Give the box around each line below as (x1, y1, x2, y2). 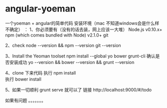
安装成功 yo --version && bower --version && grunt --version (9, 59, 135, 65)
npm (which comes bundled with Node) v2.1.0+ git (5, 32, 109, 38)
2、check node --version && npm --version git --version (5, 42, 121, 48)
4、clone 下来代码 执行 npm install (5, 69, 76, 75)
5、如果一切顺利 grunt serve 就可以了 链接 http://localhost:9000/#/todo (5, 86, 152, 92)
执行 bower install (5, 76, 41, 82)
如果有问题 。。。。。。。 (5, 97, 46, 103)
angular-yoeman (5, 3, 76, 14)
